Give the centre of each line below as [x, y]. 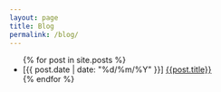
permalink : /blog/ [44, 34]
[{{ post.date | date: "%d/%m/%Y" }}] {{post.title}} [117, 69]
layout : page [34, 18]
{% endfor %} [48, 79]
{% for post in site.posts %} [74, 60]
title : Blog [32, 26]
